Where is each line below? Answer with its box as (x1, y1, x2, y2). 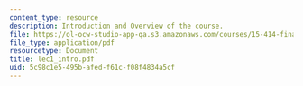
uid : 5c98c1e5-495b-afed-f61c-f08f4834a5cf (9, 64, 176, 73)
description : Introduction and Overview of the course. (9, 21, 224, 30)
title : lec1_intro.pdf (9, 55, 95, 64)
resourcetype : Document (9, 47, 99, 56)
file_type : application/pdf (9, 38, 115, 47)
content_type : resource (9, 13, 99, 22)
